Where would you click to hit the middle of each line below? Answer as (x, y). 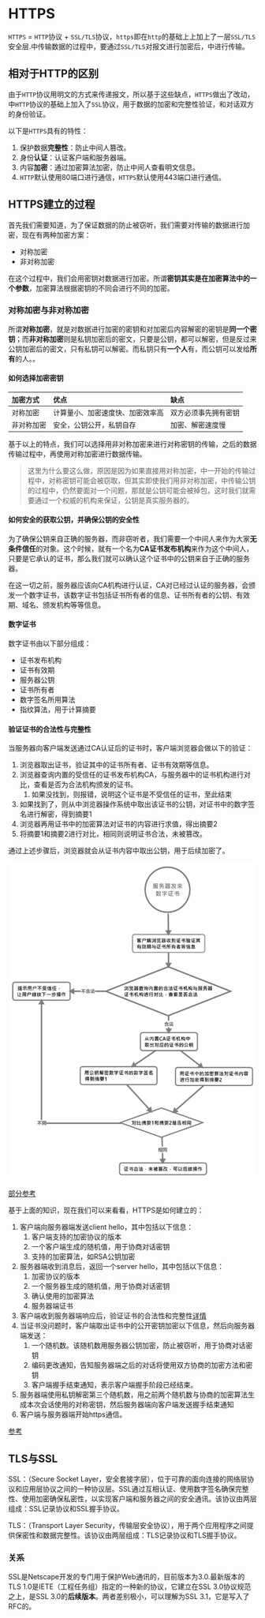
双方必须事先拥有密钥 (205, 412)
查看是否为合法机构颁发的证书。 (86, 785)
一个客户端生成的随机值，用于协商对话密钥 (101, 1247)
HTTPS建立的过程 (52, 205)
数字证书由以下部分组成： (50, 643)
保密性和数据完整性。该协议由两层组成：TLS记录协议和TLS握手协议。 (128, 1535)
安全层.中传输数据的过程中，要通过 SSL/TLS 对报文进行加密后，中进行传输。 (129, 46)
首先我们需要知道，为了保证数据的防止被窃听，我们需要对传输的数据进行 (125, 225)
